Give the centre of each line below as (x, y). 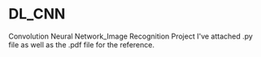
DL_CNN (37, 14)
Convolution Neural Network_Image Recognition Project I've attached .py (131, 36)
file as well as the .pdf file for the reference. (81, 44)
